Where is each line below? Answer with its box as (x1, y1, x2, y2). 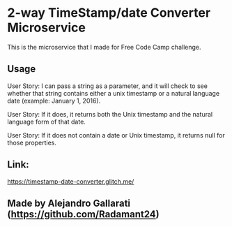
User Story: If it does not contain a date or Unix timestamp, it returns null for (7, 131, 225, 139)
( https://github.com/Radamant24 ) (7, 208, 160, 220)
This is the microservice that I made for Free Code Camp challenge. (7, 43, 201, 51)
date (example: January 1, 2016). (7, 96, 101, 105)
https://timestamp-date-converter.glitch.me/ (7, 177, 134, 186)
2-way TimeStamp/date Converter (7, 5, 211, 21)
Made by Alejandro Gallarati (7, 197, 131, 209)
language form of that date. (7, 117, 86, 126)
